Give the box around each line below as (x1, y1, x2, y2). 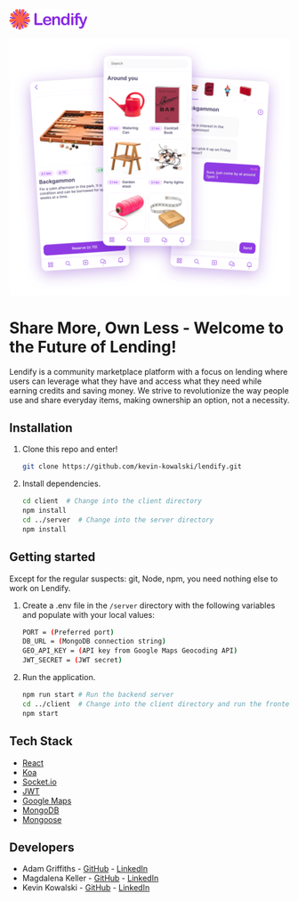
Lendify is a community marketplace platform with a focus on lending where (9, 366, 288, 377)
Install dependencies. (21, 478, 101, 489)
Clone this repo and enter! (21, 444, 118, 455)
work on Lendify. (9, 582, 71, 593)
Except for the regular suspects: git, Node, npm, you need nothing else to (9, 573, 278, 584)
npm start (21, 709, 60, 718)
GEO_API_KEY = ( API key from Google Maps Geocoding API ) (21, 646, 238, 655)
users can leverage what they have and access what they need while (9, 376, 262, 386)
